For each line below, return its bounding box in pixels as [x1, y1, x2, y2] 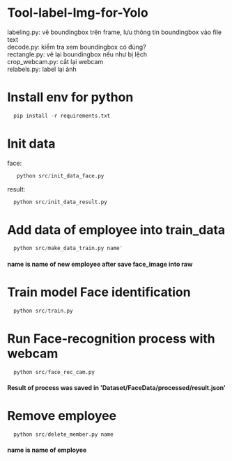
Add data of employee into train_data [7, 221, 226, 237]
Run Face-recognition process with [7, 331, 216, 346]
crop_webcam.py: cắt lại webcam [7, 57, 104, 65]
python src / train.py [13, 307, 73, 314]
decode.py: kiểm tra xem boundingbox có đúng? [7, 42, 146, 51]
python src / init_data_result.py [13, 198, 108, 205]
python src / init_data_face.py [16, 172, 105, 179]
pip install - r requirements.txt [13, 112, 111, 119]
